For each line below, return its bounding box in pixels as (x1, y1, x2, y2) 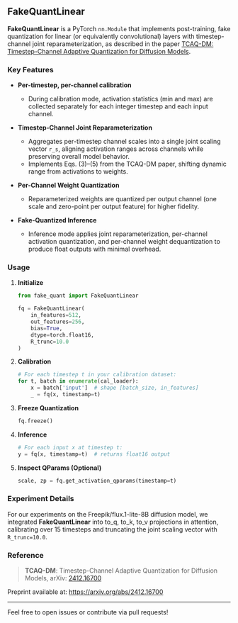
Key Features (7, 64, 55, 74)
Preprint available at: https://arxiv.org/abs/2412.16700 (7, 588, 164, 596)
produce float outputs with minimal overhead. (28, 245, 161, 254)
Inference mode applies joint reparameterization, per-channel (28, 230, 208, 238)
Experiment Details (7, 494, 74, 504)
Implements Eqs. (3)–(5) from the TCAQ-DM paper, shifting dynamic (28, 159, 227, 169)
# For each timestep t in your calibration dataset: (17, 371, 177, 378)
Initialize (17, 279, 44, 287)
